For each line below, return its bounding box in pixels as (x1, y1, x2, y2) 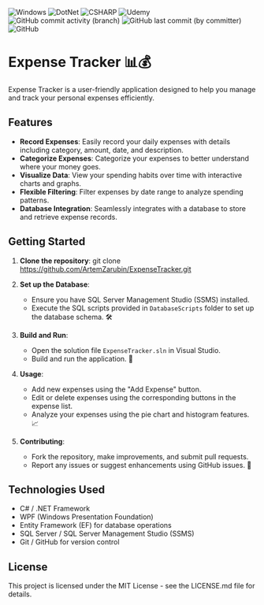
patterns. (19, 195, 50, 205)
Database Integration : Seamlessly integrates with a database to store (19, 203, 247, 213)
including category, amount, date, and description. (19, 145, 184, 154)
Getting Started (8, 235, 86, 248)
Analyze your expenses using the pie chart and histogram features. (31, 410, 250, 419)
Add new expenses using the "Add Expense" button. (31, 384, 202, 394)
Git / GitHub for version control (19, 537, 120, 547)
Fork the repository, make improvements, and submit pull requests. (31, 451, 249, 461)
